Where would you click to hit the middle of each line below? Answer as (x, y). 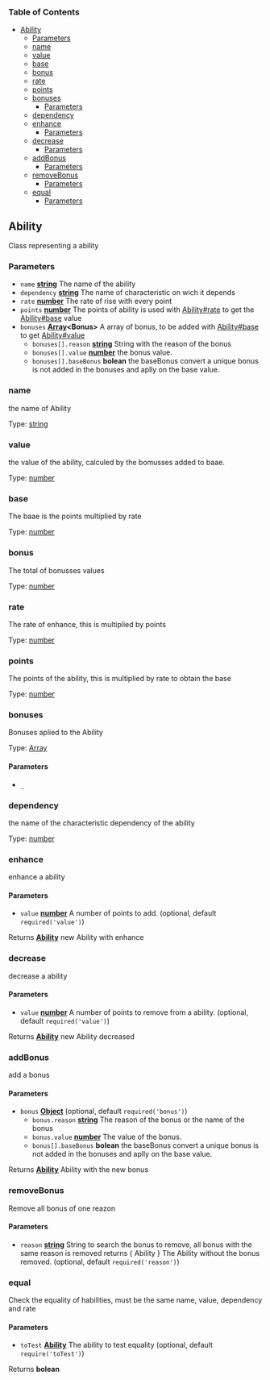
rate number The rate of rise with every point (96, 301)
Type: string (28, 424)
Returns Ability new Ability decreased (72, 1036)
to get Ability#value (52, 335)
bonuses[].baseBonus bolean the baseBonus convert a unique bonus (145, 361)
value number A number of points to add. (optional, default (118, 913)
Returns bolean (34, 1370)
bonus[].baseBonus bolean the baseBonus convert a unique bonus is (145, 1145)
